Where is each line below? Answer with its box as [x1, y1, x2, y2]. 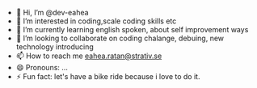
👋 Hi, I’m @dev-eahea [15, 8, 89, 17]
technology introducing [15, 42, 95, 52]
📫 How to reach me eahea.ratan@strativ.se [15, 51, 162, 61]
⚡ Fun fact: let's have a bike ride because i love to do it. [15, 72, 200, 81]
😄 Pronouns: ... [15, 63, 69, 72]
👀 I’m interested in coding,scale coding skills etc [15, 16, 177, 26]
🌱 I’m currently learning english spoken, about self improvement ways [15, 25, 249, 34]
